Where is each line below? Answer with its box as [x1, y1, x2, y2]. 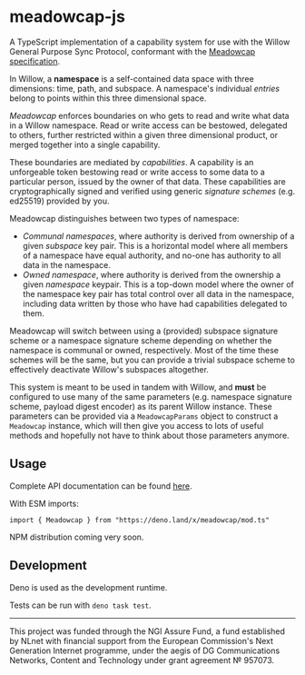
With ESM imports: [9, 498, 79, 509]
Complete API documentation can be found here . [9, 480, 192, 491]
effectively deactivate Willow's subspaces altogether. [9, 363, 209, 374]
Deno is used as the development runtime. [9, 581, 168, 592]
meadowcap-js [9, 6, 125, 27]
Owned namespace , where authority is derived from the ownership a [22, 269, 281, 280]
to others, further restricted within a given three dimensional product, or [9, 129, 279, 140]
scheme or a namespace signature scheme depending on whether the [9, 334, 272, 346]
